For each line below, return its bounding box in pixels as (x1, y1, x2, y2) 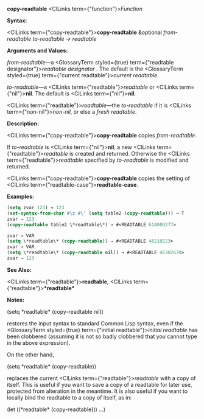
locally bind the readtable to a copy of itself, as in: (7, 393, 132, 401)
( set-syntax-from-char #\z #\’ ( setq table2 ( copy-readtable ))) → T (7, 210, 185, 216)
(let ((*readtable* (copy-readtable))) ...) (7, 406, 106, 413)
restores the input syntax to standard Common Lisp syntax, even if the (7, 319, 183, 327)
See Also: (7, 266, 32, 273)
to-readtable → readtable (32, 35, 97, 42)
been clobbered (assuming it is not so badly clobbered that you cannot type (7, 333, 197, 340)
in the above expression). (7, 339, 71, 346)
